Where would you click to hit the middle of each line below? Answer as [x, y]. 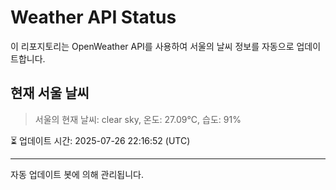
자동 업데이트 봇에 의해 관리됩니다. [77, 174]
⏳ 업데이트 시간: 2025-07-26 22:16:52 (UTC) [100, 140]
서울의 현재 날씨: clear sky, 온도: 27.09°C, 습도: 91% [138, 119]
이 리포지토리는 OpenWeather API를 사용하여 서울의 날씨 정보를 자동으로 [152, 46]
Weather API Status [93, 17]
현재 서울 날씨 [50, 93]
